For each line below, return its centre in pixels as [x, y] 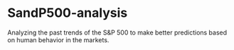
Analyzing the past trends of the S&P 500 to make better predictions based [117, 32]
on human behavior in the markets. [58, 39]
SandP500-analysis [68, 13]
